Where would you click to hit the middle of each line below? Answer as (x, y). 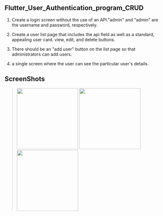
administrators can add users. (42, 54)
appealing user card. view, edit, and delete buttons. (63, 39)
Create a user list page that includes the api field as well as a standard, (83, 34)
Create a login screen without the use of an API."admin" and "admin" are (85, 20)
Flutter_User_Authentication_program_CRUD (74, 8)
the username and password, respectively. (55, 25)
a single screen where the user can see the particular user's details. (80, 63)
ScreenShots (25, 79)
